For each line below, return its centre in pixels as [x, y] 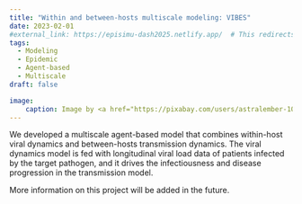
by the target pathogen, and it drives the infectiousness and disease [136, 164]
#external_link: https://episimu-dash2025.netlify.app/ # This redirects [152, 34]
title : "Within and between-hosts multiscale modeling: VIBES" [130, 18]
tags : [19, 43]
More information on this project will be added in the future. [120, 191]
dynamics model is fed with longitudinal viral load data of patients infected [147, 154]
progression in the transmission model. [81, 173]
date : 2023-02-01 [42, 26]
